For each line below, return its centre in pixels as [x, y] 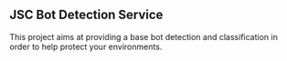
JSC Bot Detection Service [86, 15]
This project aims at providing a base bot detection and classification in [144, 36]
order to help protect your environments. [86, 46]
